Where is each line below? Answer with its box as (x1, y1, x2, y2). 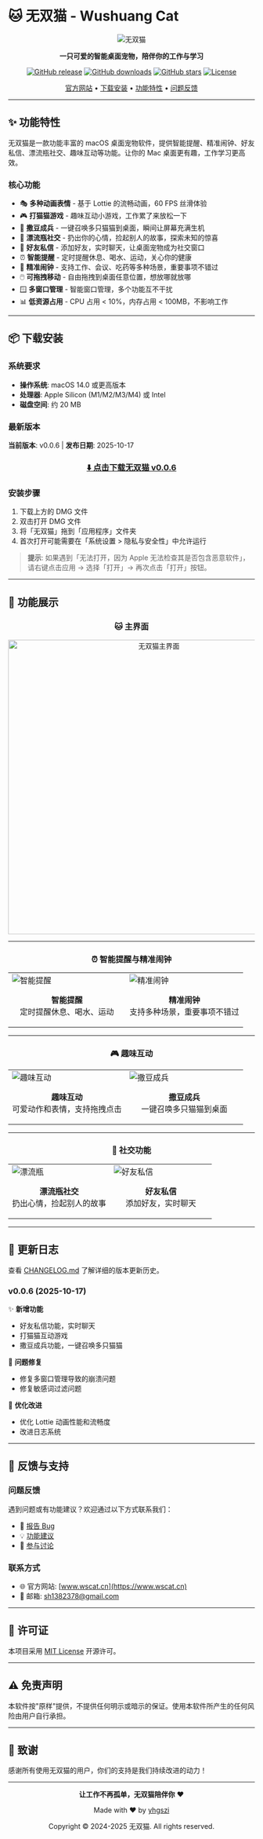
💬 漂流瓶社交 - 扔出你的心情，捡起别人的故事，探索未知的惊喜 (19, 233, 219, 243)
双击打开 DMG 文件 (19, 517, 81, 526)
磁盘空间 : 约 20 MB (19, 400, 81, 409)
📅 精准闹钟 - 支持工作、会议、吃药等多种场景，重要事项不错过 (19, 262, 219, 272)
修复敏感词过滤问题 (19, 1384, 82, 1393)
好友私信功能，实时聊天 (19, 1321, 95, 1330)
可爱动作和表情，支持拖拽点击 (12, 1103, 123, 1114)
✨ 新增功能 (8, 1304, 44, 1314)
